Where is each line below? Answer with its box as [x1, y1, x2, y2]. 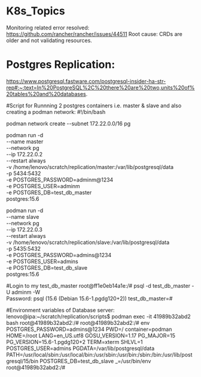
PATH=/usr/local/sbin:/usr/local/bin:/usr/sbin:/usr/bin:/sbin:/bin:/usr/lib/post [6, 351, 193, 358]
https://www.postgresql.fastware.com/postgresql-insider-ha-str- [6, 77, 166, 85]
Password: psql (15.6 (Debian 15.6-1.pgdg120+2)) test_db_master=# [6, 295, 173, 302]
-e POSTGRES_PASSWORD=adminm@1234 [6, 176, 114, 183]
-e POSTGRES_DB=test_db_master [6, 189, 92, 196]
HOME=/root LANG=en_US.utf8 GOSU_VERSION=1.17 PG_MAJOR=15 [6, 331, 175, 339]
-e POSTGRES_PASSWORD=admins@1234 [6, 251, 112, 258]
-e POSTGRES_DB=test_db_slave [6, 264, 88, 271]
